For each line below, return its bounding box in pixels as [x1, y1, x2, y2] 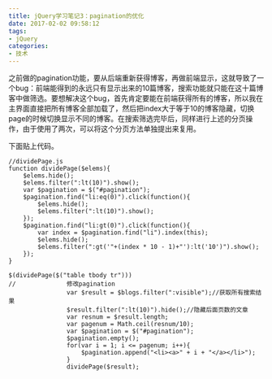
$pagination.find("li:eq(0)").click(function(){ [23, 193, 191, 201]
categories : [8, 42, 49, 50]
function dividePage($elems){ [8, 164, 111, 172]
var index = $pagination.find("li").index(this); [37, 229, 209, 237]
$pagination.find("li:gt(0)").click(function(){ [23, 221, 191, 229]
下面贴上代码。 [8, 142, 58, 150]
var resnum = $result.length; [66, 313, 169, 321]
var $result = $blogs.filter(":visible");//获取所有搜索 [66, 289, 256, 297]
